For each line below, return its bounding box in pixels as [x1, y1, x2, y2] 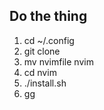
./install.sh [23, 77, 67, 89]
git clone [23, 45, 61, 57]
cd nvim [23, 66, 57, 78]
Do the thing [9, 8, 88, 25]
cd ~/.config [23, 34, 75, 46]
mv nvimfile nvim [23, 55, 94, 68]
